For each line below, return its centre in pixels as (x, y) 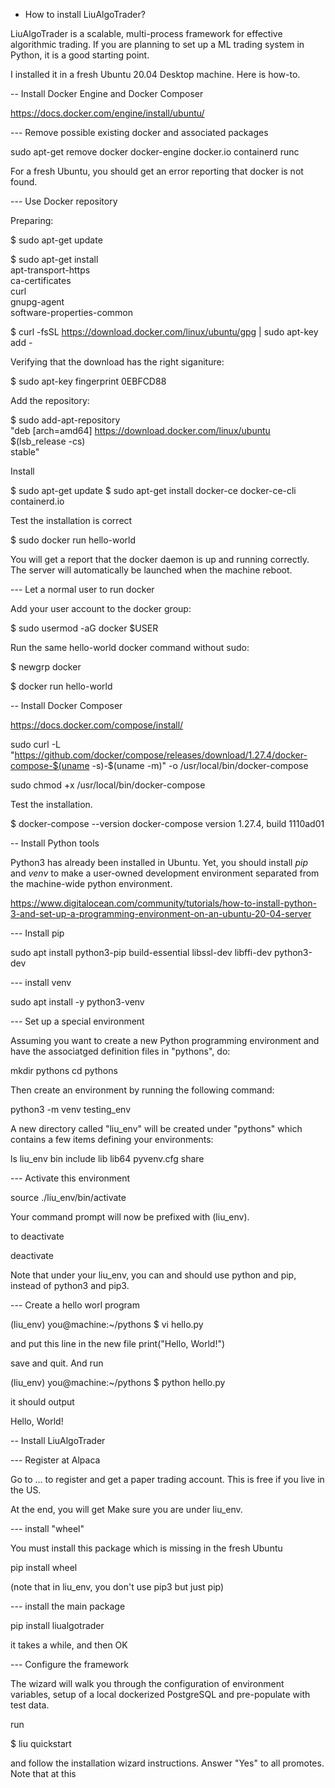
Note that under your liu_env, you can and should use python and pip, (153, 1275)
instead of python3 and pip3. (70, 1285)
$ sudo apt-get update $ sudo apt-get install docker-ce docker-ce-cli (153, 490)
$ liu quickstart (41, 1743)
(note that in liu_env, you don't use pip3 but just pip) (117, 1587)
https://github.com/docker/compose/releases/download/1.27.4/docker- (161, 755)
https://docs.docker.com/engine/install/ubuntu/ (107, 113)
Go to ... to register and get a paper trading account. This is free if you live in (167, 1479)
